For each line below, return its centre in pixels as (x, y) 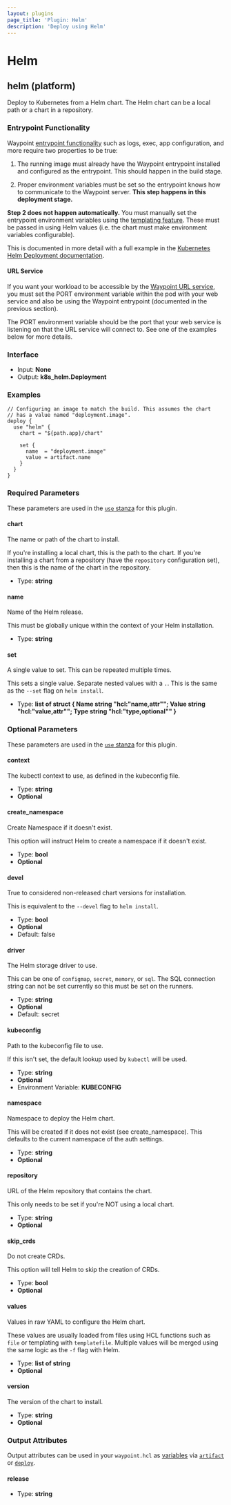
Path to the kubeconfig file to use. (55, 1045)
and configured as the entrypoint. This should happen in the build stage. (120, 171)
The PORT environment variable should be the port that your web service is (114, 321)
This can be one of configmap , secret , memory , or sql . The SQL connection (111, 979)
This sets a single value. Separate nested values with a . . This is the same (112, 683)
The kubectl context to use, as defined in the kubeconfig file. (94, 776)
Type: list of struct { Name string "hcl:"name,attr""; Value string (111, 704)
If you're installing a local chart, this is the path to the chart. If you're (104, 552)
